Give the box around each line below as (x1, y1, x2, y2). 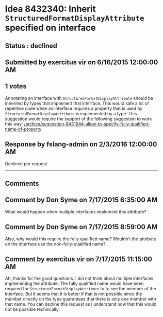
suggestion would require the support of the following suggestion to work (5, 116, 152, 122)
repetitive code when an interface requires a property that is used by (5, 106, 143, 111)
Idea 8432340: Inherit (5, 3, 96, 15)
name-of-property (5, 126, 42, 132)
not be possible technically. (5, 306, 60, 312)
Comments (5, 179, 39, 188)
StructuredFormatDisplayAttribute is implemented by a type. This (5, 110, 137, 116)
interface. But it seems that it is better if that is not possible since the (5, 291, 142, 297)
